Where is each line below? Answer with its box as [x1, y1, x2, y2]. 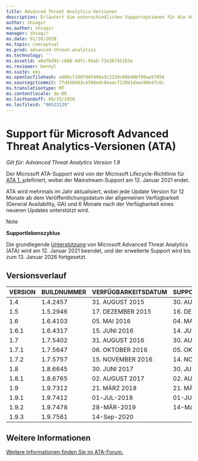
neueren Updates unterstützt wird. [6, 207, 90, 214]
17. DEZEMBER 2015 [92, 307, 151, 316]
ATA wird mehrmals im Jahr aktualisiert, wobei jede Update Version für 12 [6, 188, 184, 195]
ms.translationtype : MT [6, 85, 65, 91]
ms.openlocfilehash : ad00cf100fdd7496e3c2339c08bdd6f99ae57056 [6, 74, 165, 80]
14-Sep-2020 [92, 413, 134, 421]
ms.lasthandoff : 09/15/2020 [6, 96, 75, 102]
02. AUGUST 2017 [92, 374, 145, 383]
